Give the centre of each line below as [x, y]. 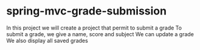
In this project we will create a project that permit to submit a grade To [94, 28]
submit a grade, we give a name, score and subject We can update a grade [100, 34]
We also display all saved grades [47, 40]
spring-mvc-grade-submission [87, 11]
